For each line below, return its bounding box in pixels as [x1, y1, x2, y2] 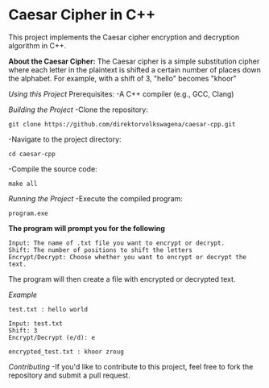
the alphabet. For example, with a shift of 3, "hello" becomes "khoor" [8, 73, 238, 83]
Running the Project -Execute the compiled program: [8, 193, 184, 203]
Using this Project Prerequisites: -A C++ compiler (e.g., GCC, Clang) [8, 89, 234, 98]
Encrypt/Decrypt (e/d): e [8, 333, 95, 341]
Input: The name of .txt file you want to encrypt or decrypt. [8, 239, 226, 247]
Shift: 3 [8, 326, 38, 335]
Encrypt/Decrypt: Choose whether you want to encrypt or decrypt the [8, 253, 247, 261]
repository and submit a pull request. [8, 370, 130, 380]
